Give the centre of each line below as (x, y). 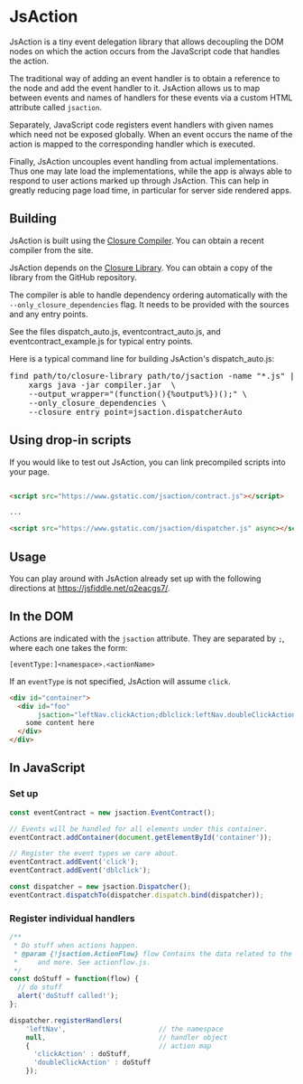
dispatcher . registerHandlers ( (66, 1020)
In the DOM (41, 617)
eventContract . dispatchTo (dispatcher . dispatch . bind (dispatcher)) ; (137, 895)
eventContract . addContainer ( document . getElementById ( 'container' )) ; (141, 837)
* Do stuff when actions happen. (76, 945)
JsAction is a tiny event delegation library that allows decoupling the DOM (147, 42)
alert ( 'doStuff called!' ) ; (68, 996)
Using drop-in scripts (71, 440)
